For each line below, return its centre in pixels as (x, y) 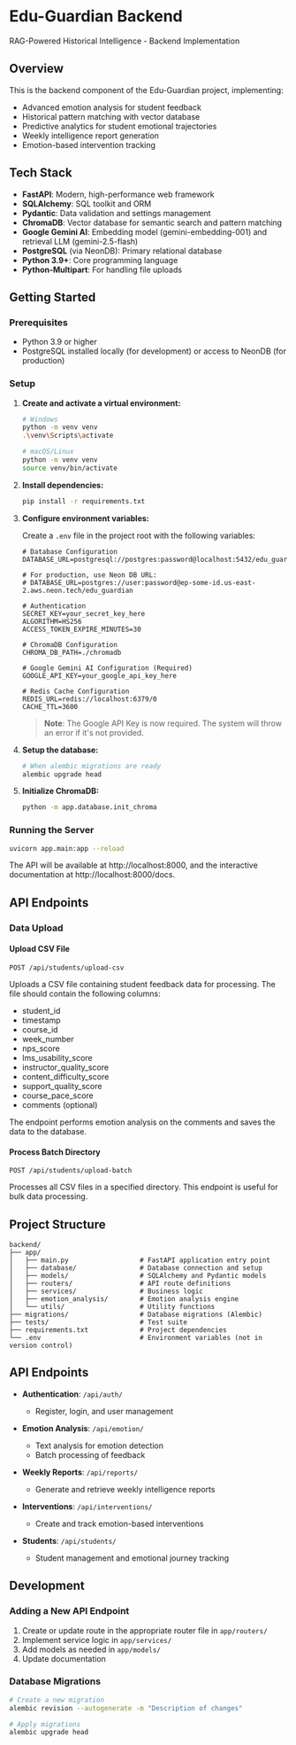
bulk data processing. (49, 1196)
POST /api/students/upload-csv (67, 968)
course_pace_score (58, 1095)
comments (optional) (60, 1104)
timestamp (41, 1020)
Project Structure (57, 1224)
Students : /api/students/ (69, 1540)
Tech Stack (41, 173)
